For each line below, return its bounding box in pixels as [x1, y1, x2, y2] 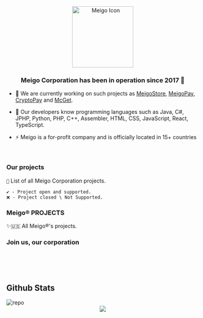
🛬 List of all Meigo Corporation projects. [6, 177, 106, 184]
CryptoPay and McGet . [15, 96, 73, 104]
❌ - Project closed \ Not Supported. [6, 194, 103, 200]
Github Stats [6, 282, 55, 293]
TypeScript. [15, 121, 45, 129]
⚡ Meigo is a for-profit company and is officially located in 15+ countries [15, 134, 197, 141]
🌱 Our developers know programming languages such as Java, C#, [15, 108, 185, 116]
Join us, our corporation [6, 238, 79, 246]
